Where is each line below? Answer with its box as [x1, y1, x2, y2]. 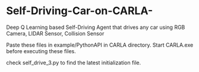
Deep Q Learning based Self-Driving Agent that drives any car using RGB [6, 24, 185, 31]
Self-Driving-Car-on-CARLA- [6, 4, 153, 18]
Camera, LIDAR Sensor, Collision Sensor [6, 30, 105, 37]
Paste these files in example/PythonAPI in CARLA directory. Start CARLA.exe [6, 41, 194, 48]
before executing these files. [6, 47, 76, 54]
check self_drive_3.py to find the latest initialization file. [6, 59, 141, 66]
